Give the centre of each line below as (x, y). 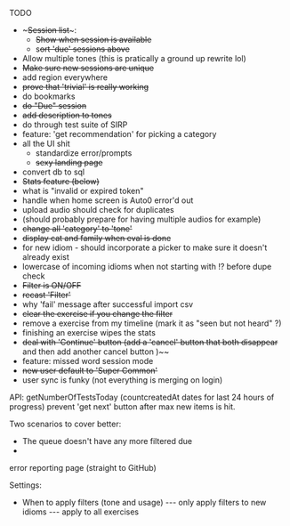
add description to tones (67, 115)
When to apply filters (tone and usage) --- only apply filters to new (144, 502)
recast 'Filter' (46, 295)
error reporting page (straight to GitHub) (83, 468)
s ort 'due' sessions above (83, 49)
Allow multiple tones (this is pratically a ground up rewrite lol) (134, 58)
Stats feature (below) (60, 181)
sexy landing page (69, 162)
